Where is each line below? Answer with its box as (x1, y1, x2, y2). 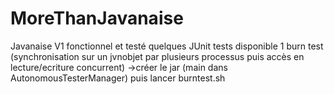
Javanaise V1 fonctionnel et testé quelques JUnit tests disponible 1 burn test (10, 40, 324, 52)
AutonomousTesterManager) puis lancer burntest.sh (10, 72, 226, 84)
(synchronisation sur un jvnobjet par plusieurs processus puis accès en (10, 50, 305, 62)
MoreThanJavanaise (10, 7, 184, 30)
